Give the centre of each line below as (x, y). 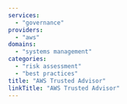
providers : (26, 30)
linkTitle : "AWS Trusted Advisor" (64, 88)
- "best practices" (47, 74)
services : (24, 15)
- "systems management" (53, 52)
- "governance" (40, 23)
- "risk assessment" (48, 66)
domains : (22, 45)
